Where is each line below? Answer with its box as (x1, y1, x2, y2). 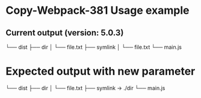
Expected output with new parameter (5, 64, 196, 78)
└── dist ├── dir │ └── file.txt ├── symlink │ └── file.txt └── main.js (5, 43, 182, 51)
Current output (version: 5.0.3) (5, 28, 124, 38)
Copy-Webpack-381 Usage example (5, 4, 190, 17)
